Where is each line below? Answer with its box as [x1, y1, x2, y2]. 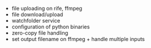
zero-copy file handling [11, 29, 69, 36]
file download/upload [11, 11, 63, 18]
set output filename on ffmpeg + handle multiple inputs [11, 36, 145, 42]
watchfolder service [11, 17, 61, 24]
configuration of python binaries [11, 23, 90, 30]
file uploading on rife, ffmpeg [11, 5, 82, 12]
